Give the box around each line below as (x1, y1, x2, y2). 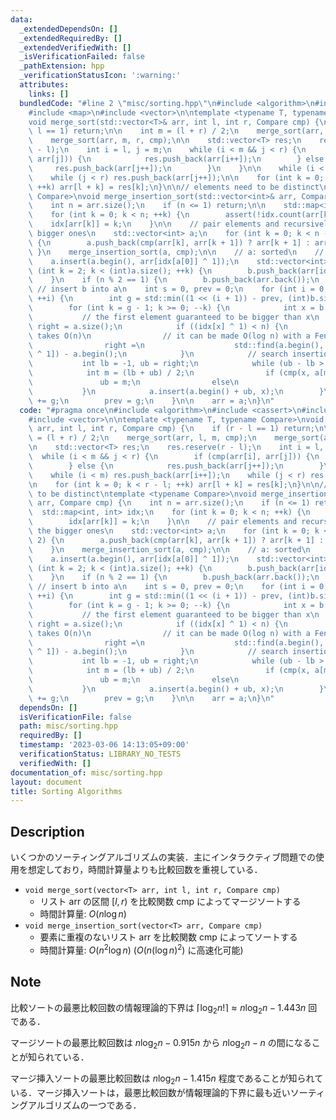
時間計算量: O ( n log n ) (39, 908, 127, 920)
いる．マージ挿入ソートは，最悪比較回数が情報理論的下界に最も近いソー (10, 1086, 308, 1098)
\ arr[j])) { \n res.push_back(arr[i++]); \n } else (28, 154, 325, 164)
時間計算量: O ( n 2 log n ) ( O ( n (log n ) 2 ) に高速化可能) (39, 942, 244, 956)
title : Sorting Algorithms (10, 786, 123, 796)
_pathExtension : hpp (19, 61, 105, 71)
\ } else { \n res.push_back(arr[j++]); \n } (28, 461, 325, 471)
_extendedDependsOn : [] (19, 24, 118, 34)
